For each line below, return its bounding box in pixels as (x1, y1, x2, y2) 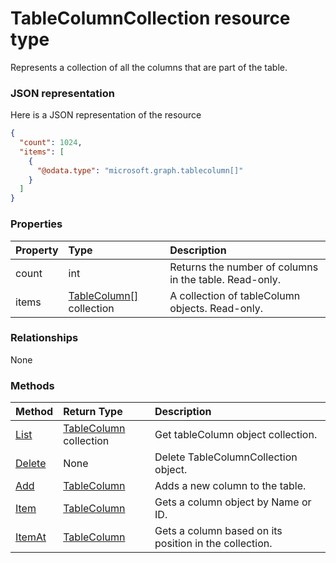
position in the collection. (154, 537, 273, 551)
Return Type (63, 405, 123, 419)
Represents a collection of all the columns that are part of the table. (10, 61, 288, 73)
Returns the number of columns (169, 260, 319, 274)
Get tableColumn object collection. (154, 428, 318, 442)
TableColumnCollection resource (10, 7, 291, 30)
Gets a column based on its (154, 524, 283, 538)
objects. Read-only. (169, 301, 264, 315)
